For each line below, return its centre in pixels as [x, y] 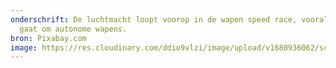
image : [24, 47]
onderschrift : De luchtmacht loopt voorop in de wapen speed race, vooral [169, 19]
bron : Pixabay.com [48, 38]
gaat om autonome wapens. [73, 29]
